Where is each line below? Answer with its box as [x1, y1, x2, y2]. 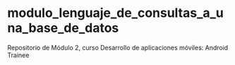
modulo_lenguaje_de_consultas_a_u [7, 5, 224, 21]
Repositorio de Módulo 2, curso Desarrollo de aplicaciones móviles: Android [7, 43, 229, 52]
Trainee [7, 51, 30, 59]
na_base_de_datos [7, 20, 119, 36]
